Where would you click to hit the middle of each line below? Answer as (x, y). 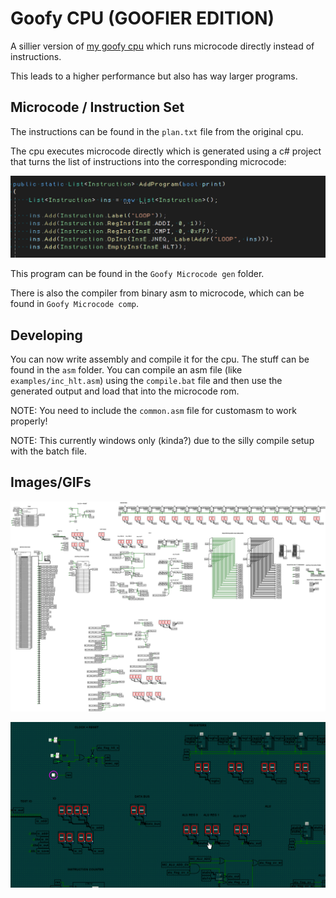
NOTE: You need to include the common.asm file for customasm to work (153, 410)
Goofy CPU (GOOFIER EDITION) (142, 18)
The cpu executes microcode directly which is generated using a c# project (166, 151)
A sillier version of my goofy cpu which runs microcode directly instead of (162, 46)
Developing (46, 335)
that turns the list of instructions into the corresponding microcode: (148, 161)
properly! (29, 421)
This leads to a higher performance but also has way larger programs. (154, 76)
